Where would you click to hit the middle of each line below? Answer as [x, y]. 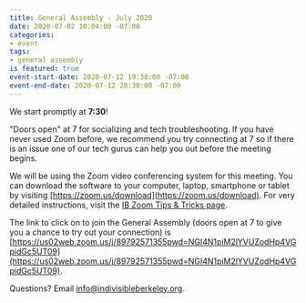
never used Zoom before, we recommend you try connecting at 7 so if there [152, 138]
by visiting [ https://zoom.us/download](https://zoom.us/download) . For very [153, 195]
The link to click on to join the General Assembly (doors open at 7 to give [146, 222]
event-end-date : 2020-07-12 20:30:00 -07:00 [95, 86]
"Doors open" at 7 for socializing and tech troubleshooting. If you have [142, 129]
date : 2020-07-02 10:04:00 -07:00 [75, 26]
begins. [24, 158]
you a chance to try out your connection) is [90, 232]
